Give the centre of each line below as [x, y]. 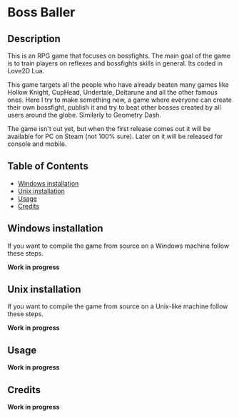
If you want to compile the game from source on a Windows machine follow [118, 246]
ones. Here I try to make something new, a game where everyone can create [119, 100]
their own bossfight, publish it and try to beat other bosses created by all [114, 107]
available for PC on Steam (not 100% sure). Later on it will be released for [115, 136]
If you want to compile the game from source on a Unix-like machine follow [118, 306]
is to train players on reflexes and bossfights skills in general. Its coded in [115, 63]
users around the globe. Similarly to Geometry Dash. [85, 115]
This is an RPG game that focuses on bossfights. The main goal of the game [119, 56]
